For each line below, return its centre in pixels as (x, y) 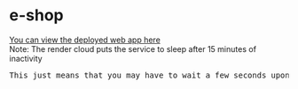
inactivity (26, 58)
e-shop (36, 15)
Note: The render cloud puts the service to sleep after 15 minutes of (133, 48)
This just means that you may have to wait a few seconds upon (149, 75)
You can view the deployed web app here (85, 40)
